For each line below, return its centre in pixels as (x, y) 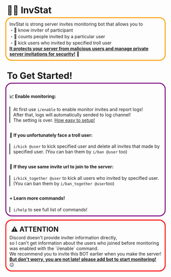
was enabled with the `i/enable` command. (54, 248)
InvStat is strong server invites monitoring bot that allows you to (76, 24)
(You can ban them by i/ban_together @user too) (64, 183)
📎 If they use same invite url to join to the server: (61, 167)
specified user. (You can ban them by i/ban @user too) (70, 152)
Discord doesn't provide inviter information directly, (63, 237)
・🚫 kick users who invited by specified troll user (61, 43)
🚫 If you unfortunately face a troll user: (51, 135)
